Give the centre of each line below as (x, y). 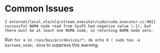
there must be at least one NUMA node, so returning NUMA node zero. (79, 30)
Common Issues (39, 9)
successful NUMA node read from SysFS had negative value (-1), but (78, 26)
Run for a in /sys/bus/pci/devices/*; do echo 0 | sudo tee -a (72, 40)
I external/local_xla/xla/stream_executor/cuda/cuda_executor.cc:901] (80, 22)
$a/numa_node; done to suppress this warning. (52, 45)
